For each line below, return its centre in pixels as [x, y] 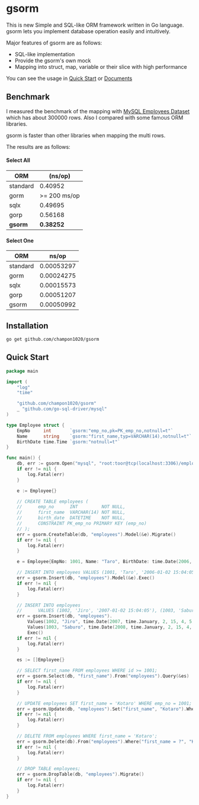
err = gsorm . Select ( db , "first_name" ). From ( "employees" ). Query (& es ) [103, 676]
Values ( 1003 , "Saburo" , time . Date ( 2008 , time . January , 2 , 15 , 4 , [110, 627]
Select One [20, 240]
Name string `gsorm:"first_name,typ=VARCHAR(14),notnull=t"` [105, 436]
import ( [17, 382]
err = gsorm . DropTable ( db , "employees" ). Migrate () [81, 774]
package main [22, 371]
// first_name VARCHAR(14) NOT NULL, [71, 512]
